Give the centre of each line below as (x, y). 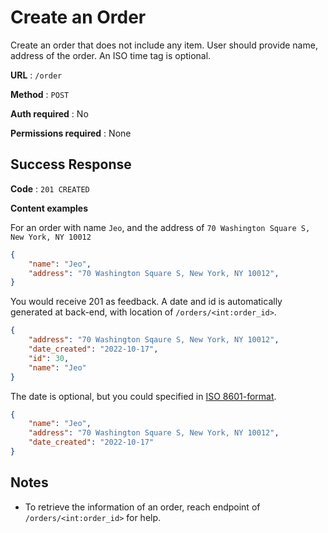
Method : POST (40, 94)
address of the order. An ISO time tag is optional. (111, 55)
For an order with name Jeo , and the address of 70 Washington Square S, (160, 227)
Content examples (49, 208)
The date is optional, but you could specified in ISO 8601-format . (143, 396)
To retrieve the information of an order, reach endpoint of (142, 507)
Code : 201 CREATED (50, 188)
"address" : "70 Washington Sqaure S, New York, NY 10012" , (154, 340)
